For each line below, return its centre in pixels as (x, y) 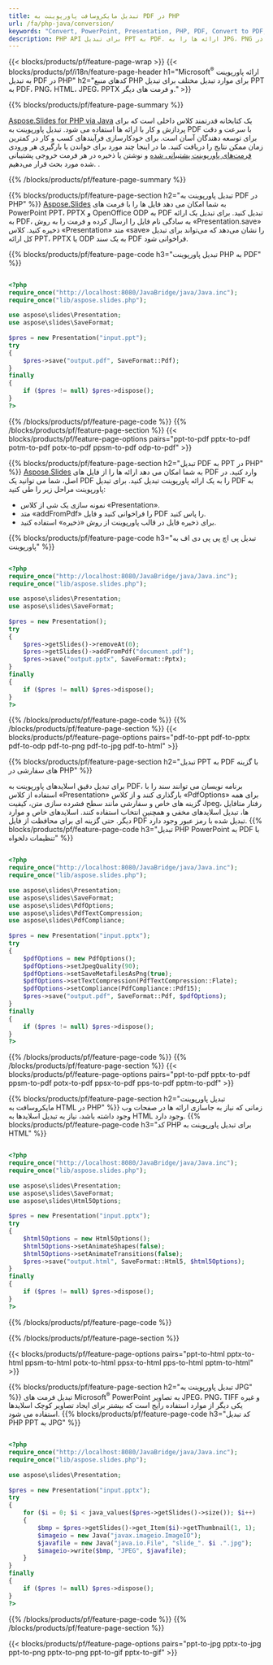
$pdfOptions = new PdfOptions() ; (80, 958)
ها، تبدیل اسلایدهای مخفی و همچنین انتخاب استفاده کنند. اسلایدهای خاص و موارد (129, 812)
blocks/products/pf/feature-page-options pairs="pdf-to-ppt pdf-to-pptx (129, 738)
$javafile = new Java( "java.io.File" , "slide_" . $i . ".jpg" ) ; (145, 1543)
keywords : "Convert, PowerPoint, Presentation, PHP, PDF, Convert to (129, 31)
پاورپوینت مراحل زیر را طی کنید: (57, 489)
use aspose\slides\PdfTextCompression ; (76, 913)
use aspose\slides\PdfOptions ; (61, 905)
